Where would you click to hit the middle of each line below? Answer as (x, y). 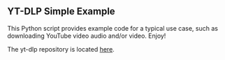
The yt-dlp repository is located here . (61, 49)
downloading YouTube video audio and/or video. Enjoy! (87, 36)
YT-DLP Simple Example (61, 12)
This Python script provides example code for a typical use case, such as (113, 28)
